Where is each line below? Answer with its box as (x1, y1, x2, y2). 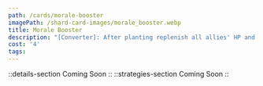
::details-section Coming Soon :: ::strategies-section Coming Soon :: (8, 70, 230, 78)
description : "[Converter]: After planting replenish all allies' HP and (8, 33, 256, 41)
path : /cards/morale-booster (8, 11, 104, 20)
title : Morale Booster (8, 26, 83, 34)
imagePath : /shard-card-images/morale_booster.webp (8, 19, 181, 27)
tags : (8, 48, 26, 56)
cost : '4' (8, 41, 41, 48)
